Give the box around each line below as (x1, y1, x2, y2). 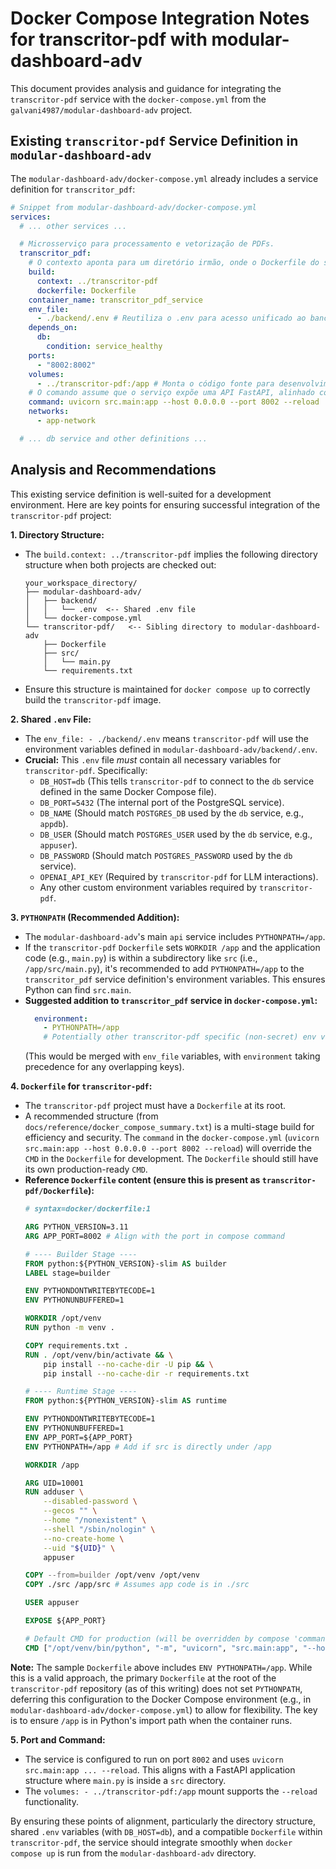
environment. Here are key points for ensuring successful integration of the (10, 498, 321, 511)
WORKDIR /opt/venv (24, 1313, 102, 1324)
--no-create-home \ (43, 1533, 125, 1544)
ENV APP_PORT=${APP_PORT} (24, 1432, 133, 1442)
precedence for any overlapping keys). (24, 1061, 185, 1073)
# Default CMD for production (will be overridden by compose (24, 1633, 290, 1644)
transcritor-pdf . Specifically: (24, 764, 148, 776)
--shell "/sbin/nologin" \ (43, 1524, 156, 1534)
